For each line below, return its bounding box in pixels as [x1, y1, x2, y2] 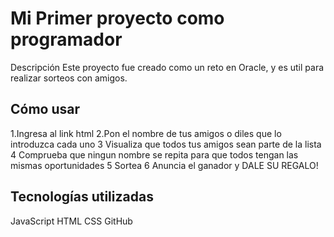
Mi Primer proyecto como [10, 7, 225, 30]
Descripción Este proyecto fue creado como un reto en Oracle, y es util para [10, 61, 325, 73]
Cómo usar [10, 101, 81, 118]
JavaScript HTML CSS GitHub [10, 215, 133, 227]
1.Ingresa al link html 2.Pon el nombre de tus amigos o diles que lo [10, 127, 282, 139]
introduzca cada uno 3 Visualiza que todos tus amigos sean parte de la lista [10, 138, 322, 150]
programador [10, 28, 123, 51]
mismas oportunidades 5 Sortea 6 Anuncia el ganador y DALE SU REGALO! [10, 159, 319, 171]
